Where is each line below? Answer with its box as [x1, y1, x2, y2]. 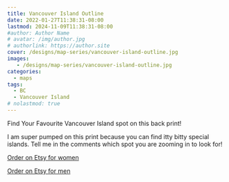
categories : [7, 68, 42, 75]
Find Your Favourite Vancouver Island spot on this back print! [7, 119, 182, 127]
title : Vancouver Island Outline [7, 10, 104, 17]
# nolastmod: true [7, 100, 60, 107]
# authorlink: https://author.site [7, 42, 110, 49]
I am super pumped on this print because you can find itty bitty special [7, 132, 210, 140]
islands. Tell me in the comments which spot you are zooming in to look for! [7, 140, 223, 148]
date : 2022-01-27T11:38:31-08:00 [7, 17, 104, 24]
